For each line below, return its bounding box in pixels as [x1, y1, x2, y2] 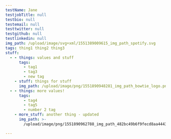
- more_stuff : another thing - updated [14, 112, 99, 118]
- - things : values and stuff [10, 55, 74, 60]
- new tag [23, 74, 44, 79]
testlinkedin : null [5, 36, 47, 41]
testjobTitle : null [5, 12, 47, 17]
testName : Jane [5, 7, 38, 13]
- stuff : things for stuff [14, 79, 72, 84]
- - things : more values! [10, 88, 65, 94]
